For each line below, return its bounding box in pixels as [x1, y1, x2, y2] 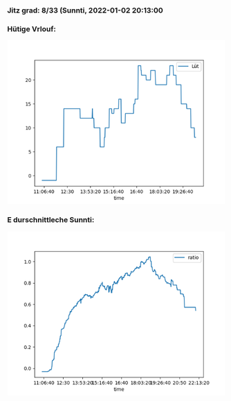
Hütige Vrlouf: [7, 24, 57, 33]
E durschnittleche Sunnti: [7, 215, 95, 225]
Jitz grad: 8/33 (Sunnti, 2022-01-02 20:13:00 [7, 6, 164, 15]
